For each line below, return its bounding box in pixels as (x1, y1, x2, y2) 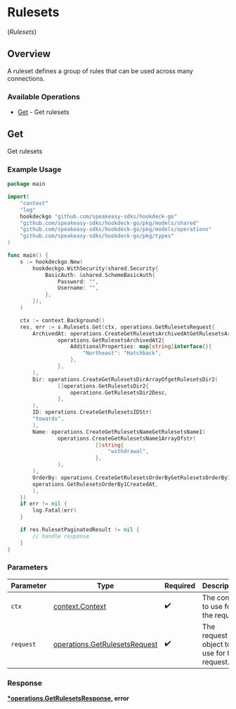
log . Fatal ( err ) (32, 507, 77, 514)
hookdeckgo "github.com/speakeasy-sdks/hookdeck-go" (20, 213, 178, 220)
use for (202, 648, 226, 658)
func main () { (7, 252, 49, 259)
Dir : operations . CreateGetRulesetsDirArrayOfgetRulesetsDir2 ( (32, 376, 218, 383)
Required (164, 581, 195, 591)
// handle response (32, 533, 90, 540)
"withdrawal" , (107, 448, 150, 455)
